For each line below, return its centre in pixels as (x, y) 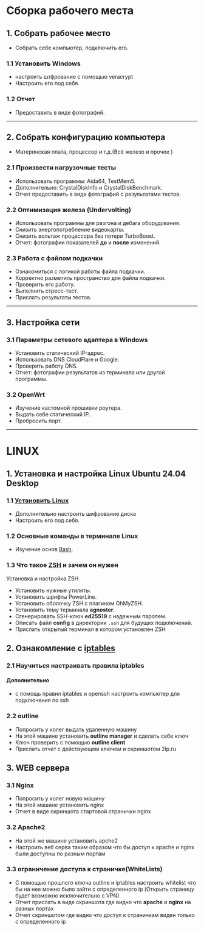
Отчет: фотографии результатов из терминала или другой (90, 372)
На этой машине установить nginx (59, 805)
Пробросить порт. (39, 421)
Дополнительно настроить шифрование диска (76, 514)
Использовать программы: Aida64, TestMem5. (75, 181)
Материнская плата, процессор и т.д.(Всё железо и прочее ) (94, 152)
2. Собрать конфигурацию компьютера (86, 137)
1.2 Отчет (21, 99)
